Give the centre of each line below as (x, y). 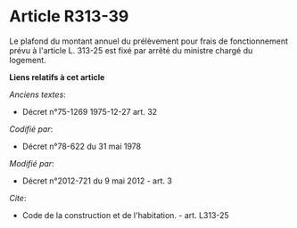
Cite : (18, 198)
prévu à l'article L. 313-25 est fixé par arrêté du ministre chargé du (131, 50)
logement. (28, 60)
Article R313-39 (69, 16)
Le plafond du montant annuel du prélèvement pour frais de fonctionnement (148, 41)
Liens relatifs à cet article (57, 77)
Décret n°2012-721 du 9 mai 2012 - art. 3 (97, 181)
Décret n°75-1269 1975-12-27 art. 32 (90, 111)
